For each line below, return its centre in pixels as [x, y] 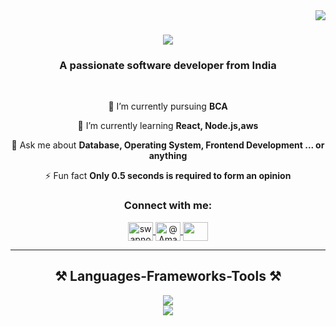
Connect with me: [168, 206]
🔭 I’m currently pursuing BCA [168, 106]
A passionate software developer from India [168, 66]
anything [168, 156]
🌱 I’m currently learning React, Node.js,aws [168, 126]
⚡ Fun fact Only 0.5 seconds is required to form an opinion [168, 176]
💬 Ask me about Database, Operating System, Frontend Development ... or [168, 145]
